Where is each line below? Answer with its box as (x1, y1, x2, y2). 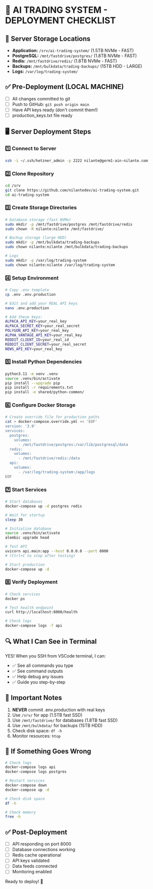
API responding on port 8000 (12, 841, 72, 847)
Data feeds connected (12, 863, 57, 869)
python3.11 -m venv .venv (5, 371, 58, 376)
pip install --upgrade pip (5, 381, 60, 385)
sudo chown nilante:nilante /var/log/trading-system (5, 262, 115, 267)
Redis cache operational (12, 852, 61, 858)
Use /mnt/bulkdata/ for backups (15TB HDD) (12, 722, 103, 728)
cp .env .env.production (5, 292, 56, 297)
